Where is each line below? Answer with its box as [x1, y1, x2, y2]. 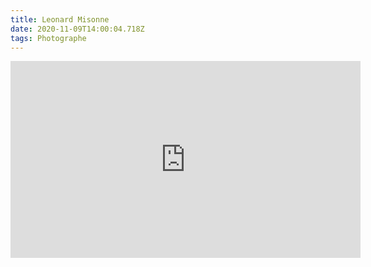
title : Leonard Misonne [10, 14, 110, 25]
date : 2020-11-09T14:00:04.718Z [10, 24, 145, 34]
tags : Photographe [10, 33, 87, 43]
